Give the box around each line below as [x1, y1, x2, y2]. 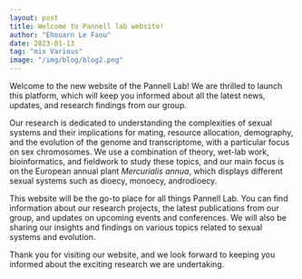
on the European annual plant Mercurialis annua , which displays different [9, 165, 283, 176]
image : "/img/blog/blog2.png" [9, 55, 124, 65]
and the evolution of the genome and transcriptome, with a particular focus [9, 137, 290, 147]
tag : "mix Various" [9, 47, 83, 56]
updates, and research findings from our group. [9, 100, 188, 110]
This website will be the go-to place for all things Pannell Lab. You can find [9, 193, 288, 204]
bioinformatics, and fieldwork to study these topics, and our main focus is [9, 156, 285, 166]
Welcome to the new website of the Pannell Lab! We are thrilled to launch [9, 81, 283, 91]
